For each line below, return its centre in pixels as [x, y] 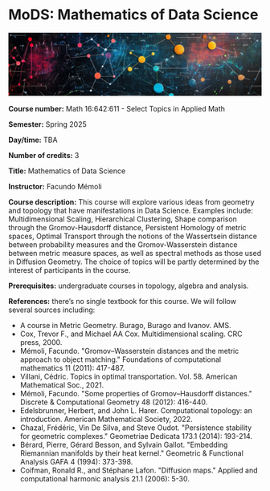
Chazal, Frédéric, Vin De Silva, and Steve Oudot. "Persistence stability [136, 428]
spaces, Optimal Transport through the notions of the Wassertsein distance [133, 236]
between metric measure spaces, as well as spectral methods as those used [135, 253]
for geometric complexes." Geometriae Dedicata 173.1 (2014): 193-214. [136, 436]
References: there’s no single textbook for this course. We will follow [123, 301]
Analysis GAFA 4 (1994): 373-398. [76, 461]
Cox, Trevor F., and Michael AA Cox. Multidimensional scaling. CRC [131, 334]
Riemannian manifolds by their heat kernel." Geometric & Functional [131, 453]
